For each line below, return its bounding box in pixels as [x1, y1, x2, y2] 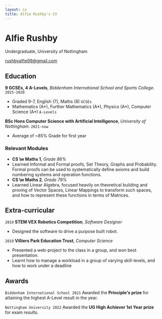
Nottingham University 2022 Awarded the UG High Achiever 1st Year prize [5, 304, 154, 310]
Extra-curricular [5, 206, 55, 214]
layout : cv [5, 7, 27, 12]
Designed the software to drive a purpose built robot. [12, 229, 118, 235]
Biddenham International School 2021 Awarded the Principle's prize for [5, 290, 149, 296]
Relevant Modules [5, 145, 48, 152]
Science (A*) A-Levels [12, 109, 57, 115]
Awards [5, 277, 29, 285]
